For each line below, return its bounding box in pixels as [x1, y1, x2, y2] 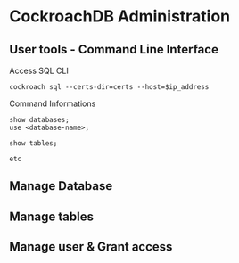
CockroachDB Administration [9, 6, 231, 27]
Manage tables [9, 209, 94, 224]
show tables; [9, 139, 58, 148]
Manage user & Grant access [9, 239, 173, 255]
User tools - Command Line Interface [9, 42, 218, 57]
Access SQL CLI [9, 65, 69, 76]
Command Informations [9, 98, 96, 109]
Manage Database [9, 178, 113, 193]
